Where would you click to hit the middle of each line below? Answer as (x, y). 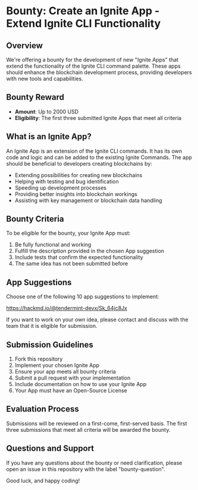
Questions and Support (50, 449)
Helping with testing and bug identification (67, 181)
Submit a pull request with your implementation (73, 378)
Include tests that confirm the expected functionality (79, 257)
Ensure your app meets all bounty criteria (65, 372)
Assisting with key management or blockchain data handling (88, 200)
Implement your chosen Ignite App (57, 365)
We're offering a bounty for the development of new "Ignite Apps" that (92, 60)
